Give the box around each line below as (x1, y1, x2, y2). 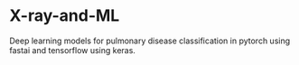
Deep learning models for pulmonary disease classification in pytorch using (9, 35, 291, 46)
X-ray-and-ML (9, 5, 120, 26)
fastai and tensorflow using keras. (9, 44, 135, 55)
